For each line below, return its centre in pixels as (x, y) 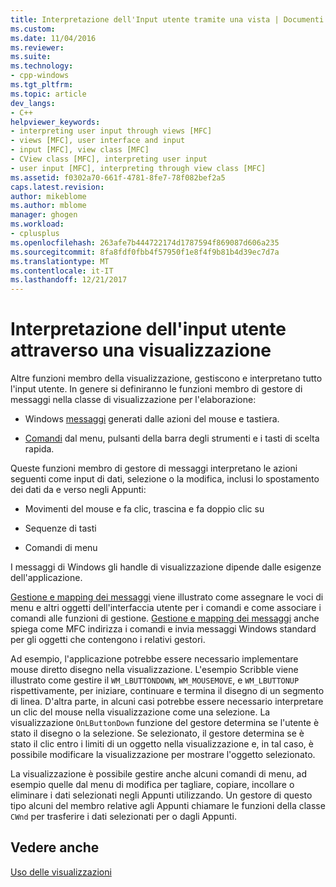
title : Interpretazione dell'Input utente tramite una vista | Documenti (167, 19)
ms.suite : (31, 57)
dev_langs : (33, 103)
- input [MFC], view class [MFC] (80, 150)
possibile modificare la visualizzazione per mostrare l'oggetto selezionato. (163, 755)
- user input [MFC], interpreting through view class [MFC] (138, 168)
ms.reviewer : (37, 47)
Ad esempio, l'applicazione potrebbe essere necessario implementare (154, 659)
